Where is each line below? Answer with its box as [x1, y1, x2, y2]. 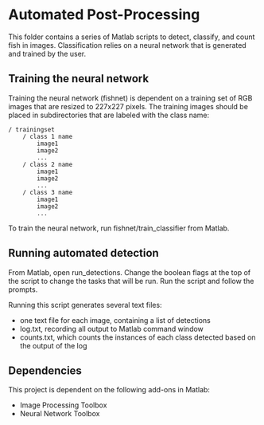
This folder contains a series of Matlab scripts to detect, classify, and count [8, 32, 255, 41]
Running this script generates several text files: [8, 300, 162, 309]
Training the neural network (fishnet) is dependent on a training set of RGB [8, 93, 253, 103]
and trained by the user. [8, 49, 87, 58]
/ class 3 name [22, 188, 73, 196]
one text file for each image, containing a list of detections [19, 315, 211, 325]
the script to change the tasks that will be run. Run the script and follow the [8, 276, 254, 285]
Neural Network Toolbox [19, 409, 100, 419]
